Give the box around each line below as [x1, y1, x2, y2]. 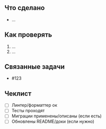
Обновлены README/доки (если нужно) [11, 118, 95, 125]
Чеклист [4, 89, 32, 98]
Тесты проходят [11, 108, 45, 114]
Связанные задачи [4, 63, 65, 71]
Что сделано [4, 4, 45, 12]
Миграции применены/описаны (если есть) [11, 113, 102, 119]
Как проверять [4, 31, 52, 39]
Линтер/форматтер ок [11, 102, 58, 108]
